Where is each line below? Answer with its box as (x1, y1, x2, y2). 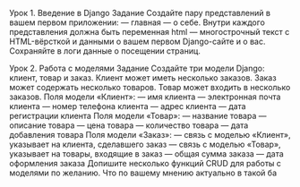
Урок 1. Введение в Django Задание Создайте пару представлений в (9, 8, 271, 18)
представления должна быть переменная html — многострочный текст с (9, 27, 290, 37)
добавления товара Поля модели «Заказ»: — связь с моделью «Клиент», (9, 130, 291, 140)
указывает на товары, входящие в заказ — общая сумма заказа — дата (9, 149, 284, 159)
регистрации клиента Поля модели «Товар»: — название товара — (9, 111, 267, 121)
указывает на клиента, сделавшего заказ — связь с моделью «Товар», (9, 139, 281, 149)
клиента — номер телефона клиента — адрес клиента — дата (9, 101, 246, 111)
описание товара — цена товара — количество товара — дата (9, 120, 249, 131)
